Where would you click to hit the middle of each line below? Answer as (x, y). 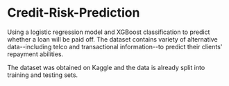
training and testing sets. (43, 75)
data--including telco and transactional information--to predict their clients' (115, 46)
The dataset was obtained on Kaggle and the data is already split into (106, 67)
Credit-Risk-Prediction (74, 13)
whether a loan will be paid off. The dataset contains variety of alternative (112, 39)
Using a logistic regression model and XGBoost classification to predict (109, 32)
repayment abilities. (35, 54)
